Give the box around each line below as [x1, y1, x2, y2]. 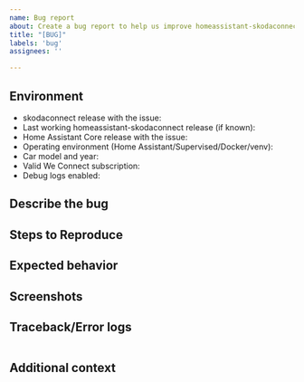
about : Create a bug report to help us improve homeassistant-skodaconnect [9, 22, 301, 31]
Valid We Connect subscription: [22, 160, 140, 171]
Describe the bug [9, 196, 109, 212]
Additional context [9, 359, 116, 376]
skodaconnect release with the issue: [22, 112, 162, 123]
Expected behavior [9, 258, 119, 273]
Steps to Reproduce [9, 227, 124, 243]
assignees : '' [9, 47, 63, 56]
